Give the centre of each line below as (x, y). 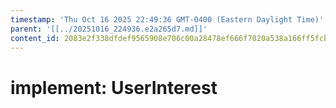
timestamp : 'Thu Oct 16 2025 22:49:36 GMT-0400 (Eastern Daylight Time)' (167, 19)
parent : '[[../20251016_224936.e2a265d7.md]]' (109, 29)
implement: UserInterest (114, 87)
